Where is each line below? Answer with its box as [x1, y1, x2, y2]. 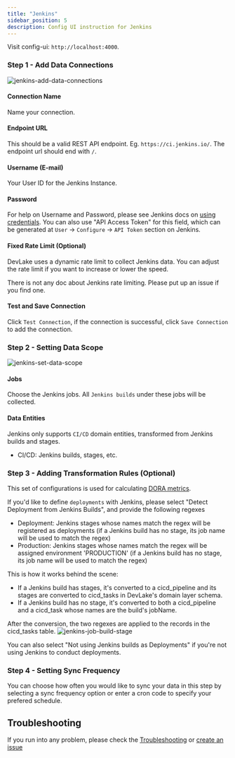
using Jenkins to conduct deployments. [7, 648, 121, 656]
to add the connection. [7, 325, 73, 333]
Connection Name [7, 92, 62, 101]
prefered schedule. [7, 697, 62, 705]
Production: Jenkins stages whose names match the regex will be [17, 541, 208, 549]
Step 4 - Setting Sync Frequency [7, 665, 121, 675]
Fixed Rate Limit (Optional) [7, 242, 86, 250]
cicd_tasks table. [7, 627, 56, 635]
